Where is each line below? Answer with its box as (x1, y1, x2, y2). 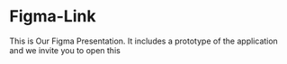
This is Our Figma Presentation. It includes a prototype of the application (9, 36, 279, 46)
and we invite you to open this (9, 44, 121, 55)
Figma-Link (9, 6, 96, 27)
